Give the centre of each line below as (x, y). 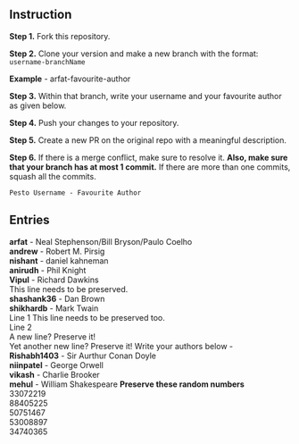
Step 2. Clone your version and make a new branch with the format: (134, 54)
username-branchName (48, 62)
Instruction (41, 15)
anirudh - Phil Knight (48, 270)
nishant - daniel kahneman (59, 260)
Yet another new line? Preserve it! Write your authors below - (121, 346)
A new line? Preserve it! (53, 336)
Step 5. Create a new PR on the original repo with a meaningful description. (148, 140)
